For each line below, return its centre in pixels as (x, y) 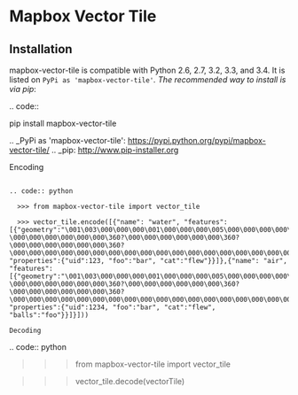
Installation (41, 49)
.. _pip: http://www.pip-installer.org (115, 150)
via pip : (23, 89)
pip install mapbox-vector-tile (63, 123)
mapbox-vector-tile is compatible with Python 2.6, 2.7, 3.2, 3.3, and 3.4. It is (147, 70)
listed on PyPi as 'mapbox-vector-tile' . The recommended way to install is (148, 80)
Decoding (25, 330)
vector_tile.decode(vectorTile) (130, 381)
